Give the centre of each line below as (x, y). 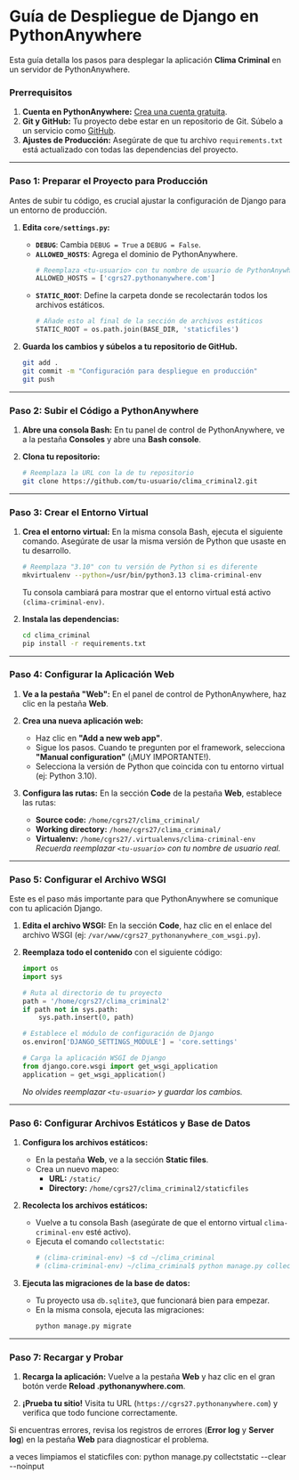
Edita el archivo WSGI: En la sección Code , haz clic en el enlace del (147, 926)
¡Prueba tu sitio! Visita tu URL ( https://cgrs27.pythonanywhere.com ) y (150, 1403)
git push (38, 379)
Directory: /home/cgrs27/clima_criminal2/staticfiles (149, 1188)
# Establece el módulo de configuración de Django (118, 1034)
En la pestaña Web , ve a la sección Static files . (122, 1160)
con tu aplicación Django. (56, 909)
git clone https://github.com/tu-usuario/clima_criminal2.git (140, 481)
